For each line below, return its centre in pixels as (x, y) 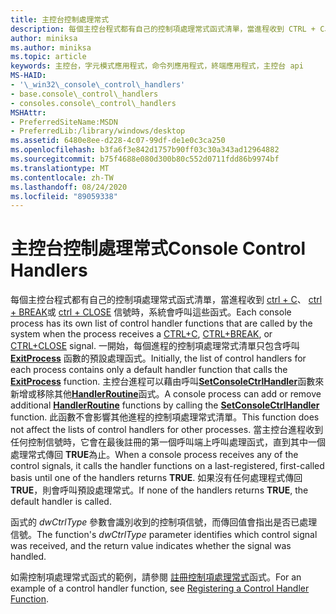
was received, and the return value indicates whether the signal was (151, 546)
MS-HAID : (28, 76)
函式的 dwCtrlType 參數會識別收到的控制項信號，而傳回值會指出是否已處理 (164, 522)
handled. (28, 557)
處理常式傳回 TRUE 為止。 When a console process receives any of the (154, 455)
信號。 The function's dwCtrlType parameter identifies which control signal (164, 535)
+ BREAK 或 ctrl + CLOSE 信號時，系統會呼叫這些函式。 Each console (151, 312)
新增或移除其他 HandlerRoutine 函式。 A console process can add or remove (166, 394)
